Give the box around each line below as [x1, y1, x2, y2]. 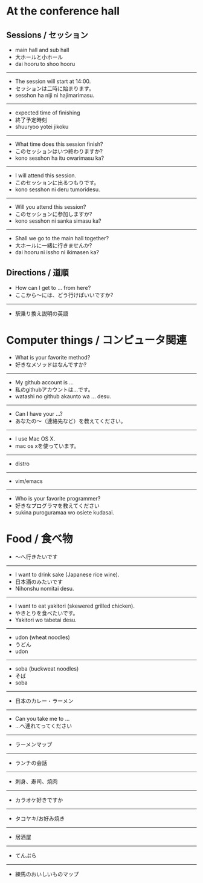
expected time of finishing [14, 109, 80, 116]
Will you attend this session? [14, 203, 86, 210]
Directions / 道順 [6, 268, 69, 278]
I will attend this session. [14, 172, 77, 179]
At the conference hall [6, 4, 120, 18]
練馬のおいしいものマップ [14, 870, 79, 878]
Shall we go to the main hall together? [14, 235, 109, 241]
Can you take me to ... [14, 715, 70, 722]
